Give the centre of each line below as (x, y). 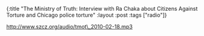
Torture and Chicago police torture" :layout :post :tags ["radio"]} (87, 15)
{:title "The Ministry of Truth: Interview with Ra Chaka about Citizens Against (102, 9)
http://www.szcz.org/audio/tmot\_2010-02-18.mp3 (69, 27)
